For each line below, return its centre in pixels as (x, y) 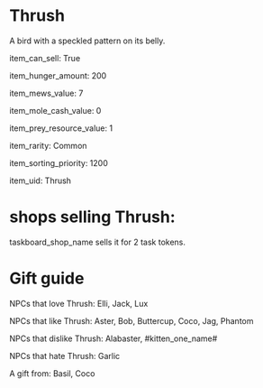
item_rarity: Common (48, 145)
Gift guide (47, 278)
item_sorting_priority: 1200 (59, 162)
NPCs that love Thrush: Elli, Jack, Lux (79, 303)
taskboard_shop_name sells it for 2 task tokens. (98, 242)
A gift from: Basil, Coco (52, 373)
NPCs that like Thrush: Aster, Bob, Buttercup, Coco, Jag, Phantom (131, 320)
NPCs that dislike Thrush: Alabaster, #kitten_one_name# (113, 338)
